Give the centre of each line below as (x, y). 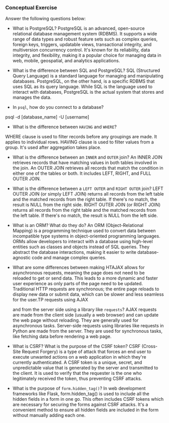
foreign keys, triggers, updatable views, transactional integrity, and (82, 45)
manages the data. (32, 97)
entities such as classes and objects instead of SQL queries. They (81, 247)
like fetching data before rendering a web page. (62, 336)
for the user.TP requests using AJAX (50, 300)
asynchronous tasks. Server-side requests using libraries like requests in (88, 326)
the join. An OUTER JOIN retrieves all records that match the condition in (88, 168)
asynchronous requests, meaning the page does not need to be (78, 273)
